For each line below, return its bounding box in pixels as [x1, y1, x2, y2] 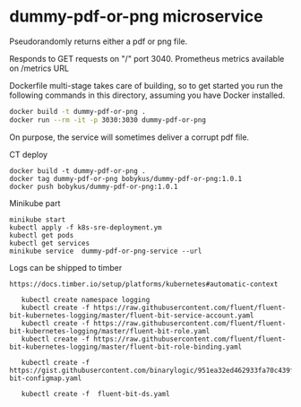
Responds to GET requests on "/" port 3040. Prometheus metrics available [9, 53, 285, 64]
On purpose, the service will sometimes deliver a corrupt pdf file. [9, 132, 249, 143]
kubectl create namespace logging [21, 295, 150, 304]
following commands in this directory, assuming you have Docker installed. [9, 90, 286, 100]
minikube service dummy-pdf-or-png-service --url [9, 247, 202, 255]
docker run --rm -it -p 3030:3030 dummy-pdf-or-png [9, 115, 206, 125]
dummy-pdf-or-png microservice [9, 6, 263, 27]
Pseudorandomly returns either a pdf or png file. [9, 36, 188, 47]
